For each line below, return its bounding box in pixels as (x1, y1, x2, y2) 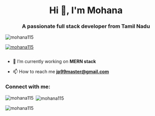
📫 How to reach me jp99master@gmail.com (12, 69, 109, 75)
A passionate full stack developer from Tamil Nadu (21, 23, 150, 30)
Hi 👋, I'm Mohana (49, 5, 123, 16)
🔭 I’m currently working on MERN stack (12, 59, 96, 65)
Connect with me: (5, 83, 51, 91)
